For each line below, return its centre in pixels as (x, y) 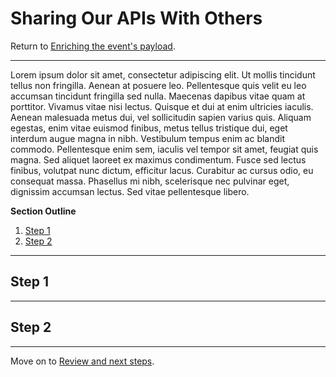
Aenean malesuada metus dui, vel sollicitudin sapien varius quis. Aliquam (161, 117)
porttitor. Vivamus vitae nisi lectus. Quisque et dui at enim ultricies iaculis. (162, 106)
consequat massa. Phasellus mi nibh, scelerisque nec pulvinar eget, (150, 181)
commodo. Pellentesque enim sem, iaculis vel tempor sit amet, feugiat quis (164, 149)
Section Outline (43, 211)
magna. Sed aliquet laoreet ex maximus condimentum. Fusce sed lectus (158, 159)
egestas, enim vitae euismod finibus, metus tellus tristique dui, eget (149, 128)
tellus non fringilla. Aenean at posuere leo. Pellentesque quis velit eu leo (158, 85)
